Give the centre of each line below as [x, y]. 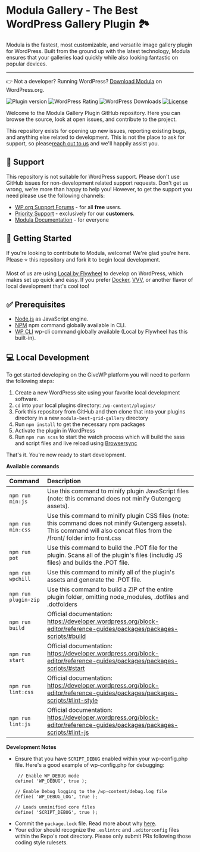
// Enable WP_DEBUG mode [48, 776]
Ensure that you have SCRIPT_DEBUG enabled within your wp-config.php [101, 759]
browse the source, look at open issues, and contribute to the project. [92, 119]
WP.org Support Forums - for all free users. [68, 207]
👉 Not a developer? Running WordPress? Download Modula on [84, 81]
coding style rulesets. [41, 842]
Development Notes [31, 747]
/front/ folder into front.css [84, 538]
